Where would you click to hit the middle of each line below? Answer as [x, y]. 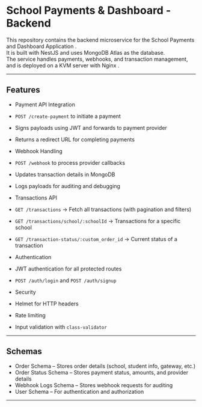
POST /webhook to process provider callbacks [70, 162]
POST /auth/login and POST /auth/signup [66, 280]
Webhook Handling [39, 151]
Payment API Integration [45, 104]
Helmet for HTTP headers [47, 304]
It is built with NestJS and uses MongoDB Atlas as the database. [86, 52]
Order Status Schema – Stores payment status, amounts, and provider [102, 372]
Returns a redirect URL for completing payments [75, 139]
